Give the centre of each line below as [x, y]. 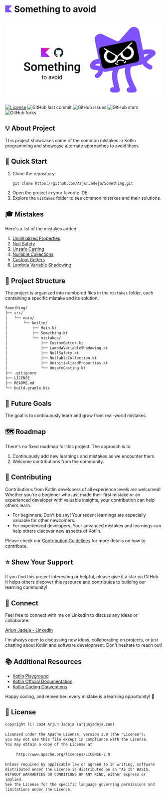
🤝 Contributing [28, 477]
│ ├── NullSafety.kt [42, 353]
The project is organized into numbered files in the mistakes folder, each [79, 293]
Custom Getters [29, 260]
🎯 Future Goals [28, 403]
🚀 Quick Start [26, 161]
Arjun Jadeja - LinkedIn [29, 630]
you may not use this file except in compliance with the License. [77, 739]
